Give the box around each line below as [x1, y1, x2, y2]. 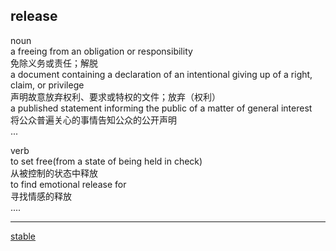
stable [10, 230, 37, 242]
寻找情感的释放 [10, 190, 72, 202]
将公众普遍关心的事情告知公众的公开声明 [10, 114, 177, 126]
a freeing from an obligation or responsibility [10, 45, 193, 57]
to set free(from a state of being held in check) [10, 155, 203, 167]
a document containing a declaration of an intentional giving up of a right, [10, 68, 313, 80]
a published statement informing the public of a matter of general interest [10, 102, 313, 114]
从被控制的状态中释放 [10, 167, 98, 179]
